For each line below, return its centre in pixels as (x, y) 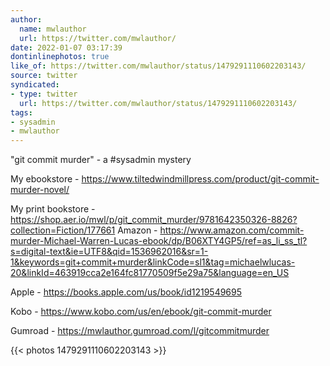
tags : (21, 112)
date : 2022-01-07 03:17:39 (66, 47)
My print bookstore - (53, 209)
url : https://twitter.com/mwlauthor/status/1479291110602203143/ (158, 103)
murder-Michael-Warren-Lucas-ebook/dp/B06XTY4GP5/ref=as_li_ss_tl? (159, 241)
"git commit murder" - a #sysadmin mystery (101, 160)
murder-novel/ (40, 190)
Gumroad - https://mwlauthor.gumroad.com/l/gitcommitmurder (140, 331)
